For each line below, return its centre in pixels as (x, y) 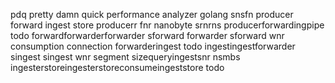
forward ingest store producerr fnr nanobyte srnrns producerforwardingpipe (167, 25)
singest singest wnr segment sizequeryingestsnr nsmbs (125, 57)
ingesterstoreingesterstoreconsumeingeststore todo (117, 67)
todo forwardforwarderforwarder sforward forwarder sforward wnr (147, 35)
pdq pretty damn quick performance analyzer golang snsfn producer (152, 14)
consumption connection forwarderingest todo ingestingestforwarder (153, 46)
